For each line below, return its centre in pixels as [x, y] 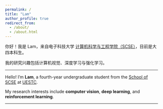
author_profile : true [27, 18]
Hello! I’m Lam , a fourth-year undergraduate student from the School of [76, 77]
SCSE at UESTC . [21, 82]
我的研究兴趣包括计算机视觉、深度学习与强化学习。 [56, 63]
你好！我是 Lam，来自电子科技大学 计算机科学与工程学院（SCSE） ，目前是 [79, 46]
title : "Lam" [18, 14]
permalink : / [18, 9]
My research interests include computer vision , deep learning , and [73, 92]
